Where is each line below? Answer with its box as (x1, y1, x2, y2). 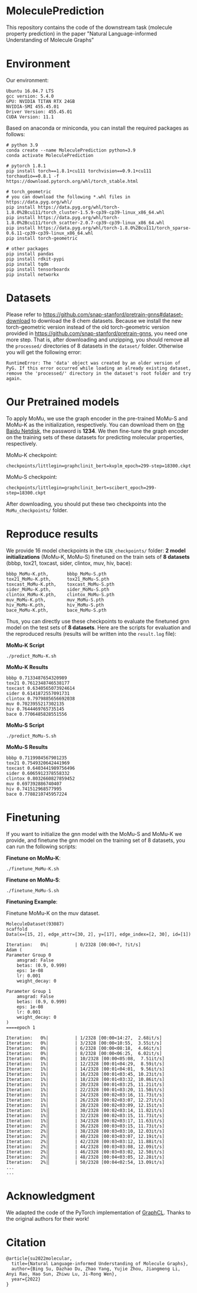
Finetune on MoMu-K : (6, 854, 61, 861)
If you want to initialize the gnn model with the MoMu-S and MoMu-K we (6, 830, 182, 837)
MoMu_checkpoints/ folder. (6, 506, 68, 513)
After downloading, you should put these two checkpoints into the (6, 500, 166, 507)
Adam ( (6, 947, 22, 953)
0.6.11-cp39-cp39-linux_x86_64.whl (6, 230, 94, 236)
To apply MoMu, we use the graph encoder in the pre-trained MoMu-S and (6, 414, 188, 422)
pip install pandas (6, 250, 54, 257)
